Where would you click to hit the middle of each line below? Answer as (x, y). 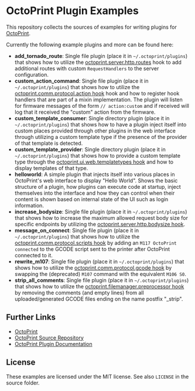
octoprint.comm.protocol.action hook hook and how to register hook (97, 93)
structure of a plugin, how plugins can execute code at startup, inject (98, 186)
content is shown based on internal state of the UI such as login (91, 199)
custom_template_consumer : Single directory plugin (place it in (92, 118)
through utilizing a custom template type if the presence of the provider (101, 137)
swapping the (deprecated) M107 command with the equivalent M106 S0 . (100, 274)
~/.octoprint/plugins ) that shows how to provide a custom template (97, 155)
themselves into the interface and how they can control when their (95, 193)
